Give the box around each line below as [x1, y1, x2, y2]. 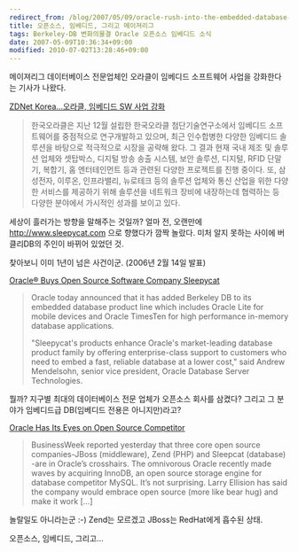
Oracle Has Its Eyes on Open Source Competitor [9, 423, 185, 433]
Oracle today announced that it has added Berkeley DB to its [30, 292, 252, 303]
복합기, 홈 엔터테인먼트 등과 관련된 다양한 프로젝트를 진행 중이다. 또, [43, 165, 277, 175]
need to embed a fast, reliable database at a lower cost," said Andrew [30, 356, 286, 368]
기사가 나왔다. [18, 82, 67, 93]
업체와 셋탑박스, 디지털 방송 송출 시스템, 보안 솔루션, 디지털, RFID [40, 153, 266, 164]
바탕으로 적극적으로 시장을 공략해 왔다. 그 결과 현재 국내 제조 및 [54, 143, 272, 153]
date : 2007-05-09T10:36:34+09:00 [9, 37, 133, 47]
